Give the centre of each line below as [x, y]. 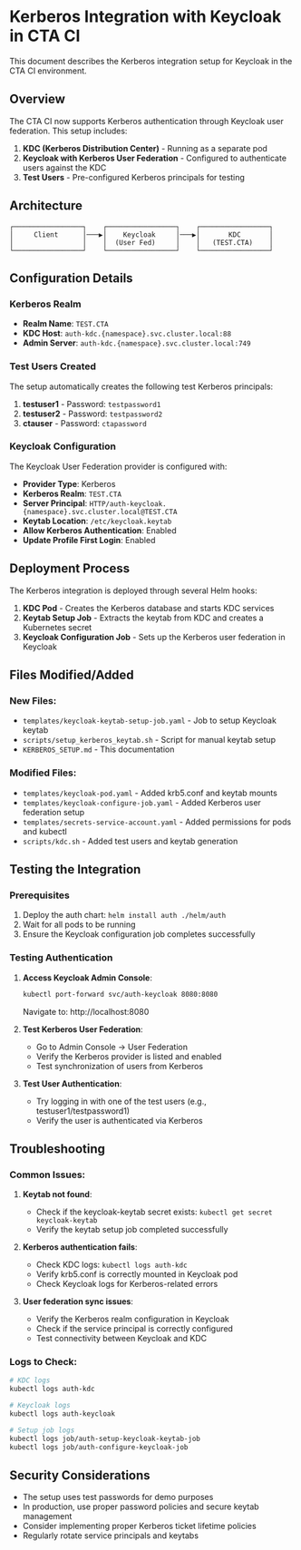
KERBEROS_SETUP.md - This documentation [98, 749]
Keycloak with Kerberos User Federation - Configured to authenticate [155, 158]
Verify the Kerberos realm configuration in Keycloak [132, 1319]
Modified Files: [43, 773]
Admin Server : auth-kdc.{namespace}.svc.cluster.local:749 [136, 343]
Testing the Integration [75, 869]
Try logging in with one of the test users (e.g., [121, 1101]
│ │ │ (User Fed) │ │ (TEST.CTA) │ [141, 242]
